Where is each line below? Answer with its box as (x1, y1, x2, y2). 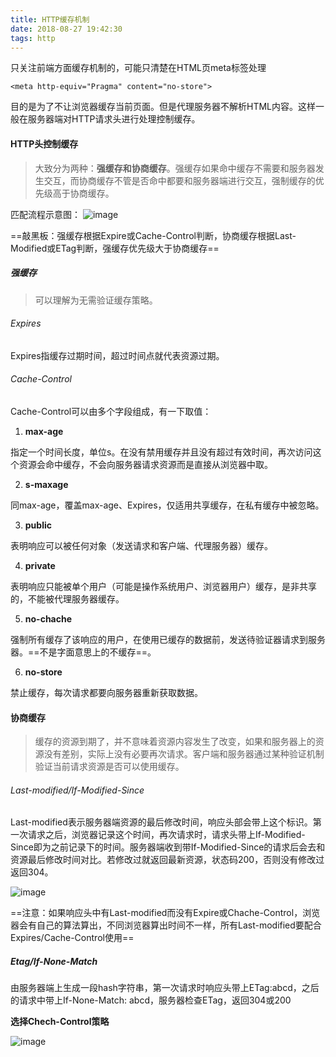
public (24, 519, 52, 531)
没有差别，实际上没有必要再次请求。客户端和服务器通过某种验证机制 (43, 748, 325, 760)
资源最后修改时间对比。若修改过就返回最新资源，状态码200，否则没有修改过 (10, 854, 325, 866)
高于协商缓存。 (52, 187, 115, 199)
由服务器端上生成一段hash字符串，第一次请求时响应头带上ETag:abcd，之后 (10, 982, 320, 994)
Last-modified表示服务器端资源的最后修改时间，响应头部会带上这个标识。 (10, 816, 313, 828)
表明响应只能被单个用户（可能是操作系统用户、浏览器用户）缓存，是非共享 (10, 580, 317, 592)
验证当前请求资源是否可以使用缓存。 (34, 761, 185, 773)
